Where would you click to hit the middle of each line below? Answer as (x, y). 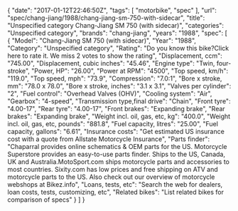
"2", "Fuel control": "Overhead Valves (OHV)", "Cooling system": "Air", (110, 93)
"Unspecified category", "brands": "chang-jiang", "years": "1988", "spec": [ (117, 33)
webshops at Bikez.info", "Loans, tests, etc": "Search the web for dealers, (115, 184)
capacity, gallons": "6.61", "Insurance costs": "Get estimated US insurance (116, 132)
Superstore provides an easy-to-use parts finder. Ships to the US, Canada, (117, 154)
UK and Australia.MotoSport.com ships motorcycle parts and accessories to (118, 162)
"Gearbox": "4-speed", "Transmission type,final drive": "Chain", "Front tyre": (119, 101)
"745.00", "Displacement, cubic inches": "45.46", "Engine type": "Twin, (111, 63)
